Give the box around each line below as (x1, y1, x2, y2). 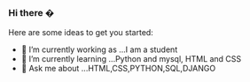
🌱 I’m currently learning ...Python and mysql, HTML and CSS (20, 54, 242, 64)
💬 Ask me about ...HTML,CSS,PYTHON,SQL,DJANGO (20, 63, 216, 74)
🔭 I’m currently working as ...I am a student (20, 44, 178, 55)
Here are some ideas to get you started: (8, 27, 154, 38)
